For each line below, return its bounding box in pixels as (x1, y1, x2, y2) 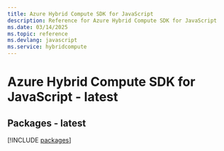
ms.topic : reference (7, 30, 69, 38)
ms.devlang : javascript (7, 37, 78, 44)
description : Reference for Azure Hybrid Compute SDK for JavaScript (7, 17, 218, 24)
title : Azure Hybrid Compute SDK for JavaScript (7, 10, 154, 18)
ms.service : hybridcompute (7, 43, 87, 50)
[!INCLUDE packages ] (7, 136, 72, 144)
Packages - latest (7, 117, 86, 129)
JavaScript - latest (7, 89, 118, 105)
